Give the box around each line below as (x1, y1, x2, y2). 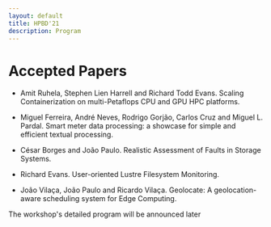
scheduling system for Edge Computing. (43, 194, 177, 204)
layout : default (8, 11, 63, 20)
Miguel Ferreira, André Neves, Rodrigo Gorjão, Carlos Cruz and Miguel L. (19, 112, 263, 122)
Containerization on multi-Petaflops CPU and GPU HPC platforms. (19, 97, 240, 107)
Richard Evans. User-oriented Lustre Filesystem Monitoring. (19, 170, 220, 179)
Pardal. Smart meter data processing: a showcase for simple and (19, 121, 236, 131)
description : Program (8, 27, 82, 35)
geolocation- (214, 185, 257, 195)
